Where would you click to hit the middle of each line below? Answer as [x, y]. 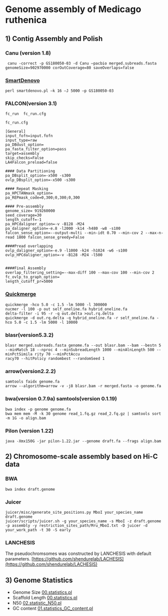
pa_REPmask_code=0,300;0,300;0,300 [43, 198]
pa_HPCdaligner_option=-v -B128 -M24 [45, 224]
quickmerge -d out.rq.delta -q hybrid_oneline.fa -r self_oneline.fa [80, 318]
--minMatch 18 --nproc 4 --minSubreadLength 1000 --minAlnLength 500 [80, 350]
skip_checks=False [24, 158]
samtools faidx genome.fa [32, 382]
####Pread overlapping [29, 246]
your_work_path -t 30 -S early [38, 530]
